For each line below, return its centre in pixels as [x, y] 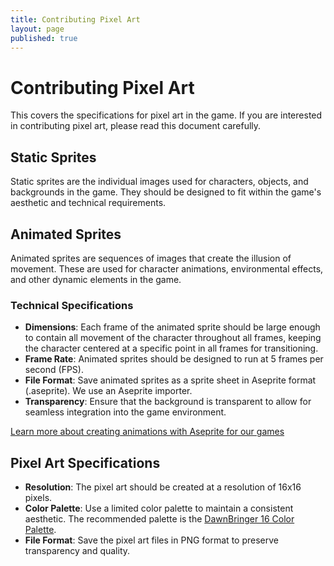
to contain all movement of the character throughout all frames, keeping [173, 338]
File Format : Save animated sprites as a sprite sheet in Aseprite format [170, 380]
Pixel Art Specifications [85, 462]
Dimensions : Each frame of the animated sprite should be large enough [172, 327]
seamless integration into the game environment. [125, 412]
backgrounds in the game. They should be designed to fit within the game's [166, 192]
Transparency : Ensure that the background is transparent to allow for [168, 402]
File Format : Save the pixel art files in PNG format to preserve [151, 540]
